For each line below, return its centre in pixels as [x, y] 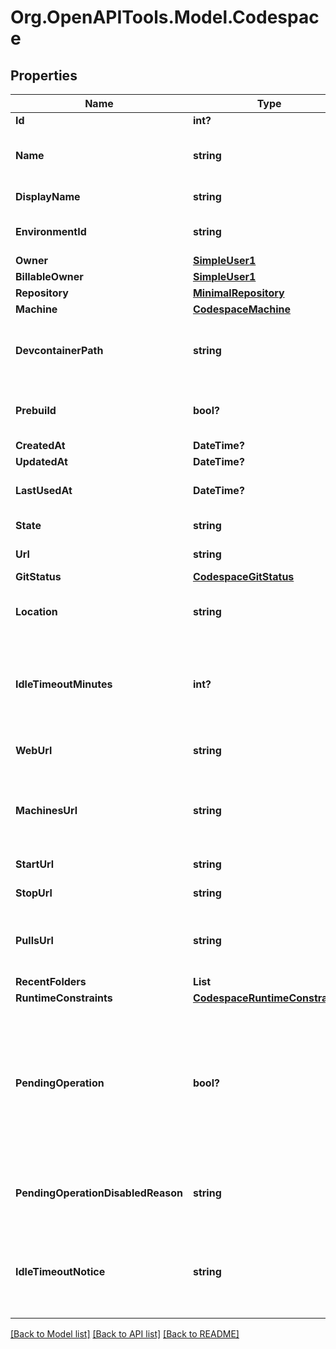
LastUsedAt [44, 490]
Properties [44, 75]
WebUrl [34, 750]
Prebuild [36, 410]
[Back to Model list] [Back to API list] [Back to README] [125, 1334]
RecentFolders [51, 981]
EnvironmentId [51, 231]
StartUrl [35, 864]
